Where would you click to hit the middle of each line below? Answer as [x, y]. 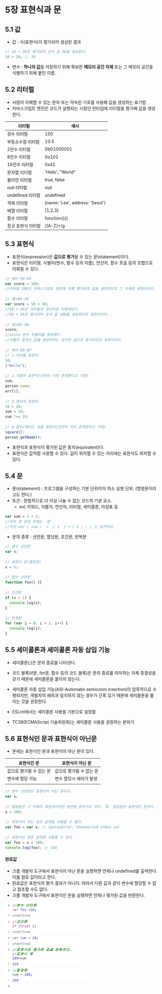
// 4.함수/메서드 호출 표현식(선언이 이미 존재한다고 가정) [56, 427]
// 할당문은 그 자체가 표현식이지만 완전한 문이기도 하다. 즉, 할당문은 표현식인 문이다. [80, 807]
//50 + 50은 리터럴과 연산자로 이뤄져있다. [42, 309]
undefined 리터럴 [24, 195]
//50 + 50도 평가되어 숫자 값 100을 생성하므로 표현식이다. [57, 314]
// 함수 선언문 [18, 577]
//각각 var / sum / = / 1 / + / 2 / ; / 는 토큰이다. [60, 527]
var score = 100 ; [22, 284]
